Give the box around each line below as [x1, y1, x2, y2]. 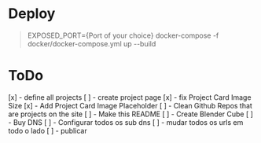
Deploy [8, 5, 56, 23]
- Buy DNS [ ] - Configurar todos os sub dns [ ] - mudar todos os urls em [8, 117, 244, 126]
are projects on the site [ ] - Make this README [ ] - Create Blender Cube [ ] [8, 109, 254, 119]
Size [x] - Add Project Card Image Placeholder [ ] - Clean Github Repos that [8, 101, 253, 110]
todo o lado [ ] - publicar [8, 126, 88, 135]
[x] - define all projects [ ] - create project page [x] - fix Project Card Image [8, 92, 252, 102]
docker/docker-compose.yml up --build [27, 38, 156, 48]
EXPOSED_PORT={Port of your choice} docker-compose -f [27, 31, 219, 40]
